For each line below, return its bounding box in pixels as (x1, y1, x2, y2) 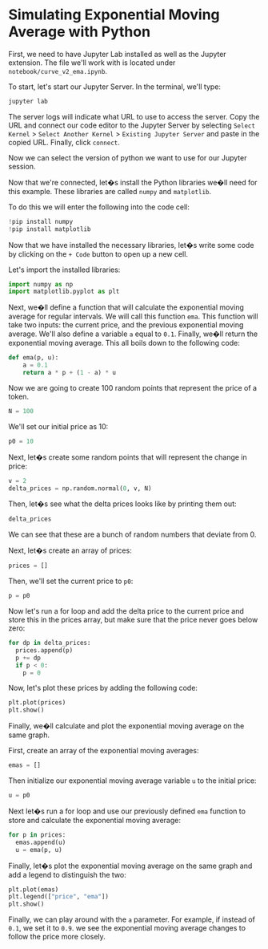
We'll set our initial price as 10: (8, 421, 109, 431)
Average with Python (8, 22, 150, 41)
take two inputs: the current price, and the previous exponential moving (8, 320, 244, 330)
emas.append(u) (15, 838, 66, 846)
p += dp (15, 654, 42, 662)
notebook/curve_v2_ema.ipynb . (8, 66, 108, 75)
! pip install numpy (8, 217, 74, 225)
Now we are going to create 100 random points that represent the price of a (8, 383, 258, 392)
